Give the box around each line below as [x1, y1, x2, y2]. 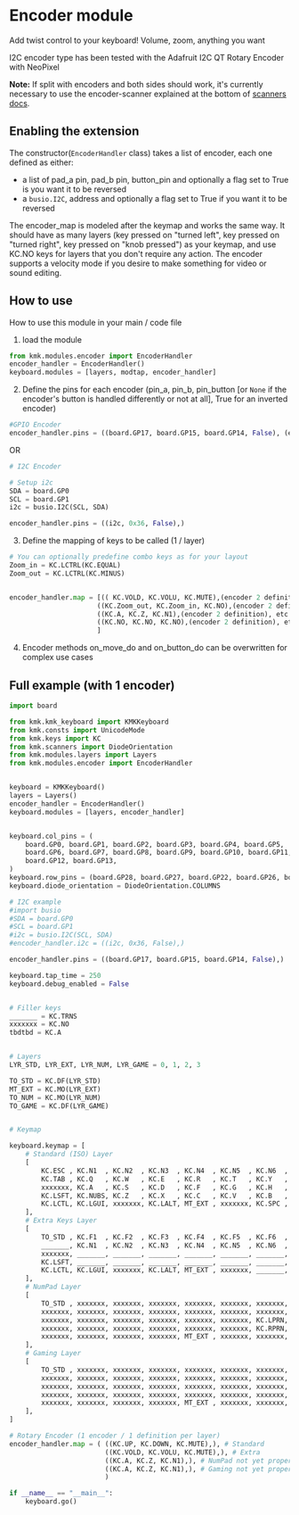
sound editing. [9, 267, 62, 277]
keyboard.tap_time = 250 [9, 971, 101, 980]
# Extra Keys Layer [25, 1216, 98, 1225]
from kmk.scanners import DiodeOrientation [9, 742, 174, 751]
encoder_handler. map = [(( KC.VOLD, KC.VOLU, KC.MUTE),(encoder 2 [9, 592, 261, 602]
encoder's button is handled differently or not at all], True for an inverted [21, 393, 288, 404]
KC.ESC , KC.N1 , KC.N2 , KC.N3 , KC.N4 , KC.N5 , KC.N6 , [41, 1166, 289, 1175]
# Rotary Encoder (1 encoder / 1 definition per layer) [9, 1431, 221, 1440]
